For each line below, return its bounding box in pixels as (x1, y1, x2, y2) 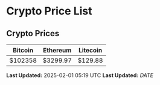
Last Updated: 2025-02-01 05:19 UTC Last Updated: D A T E (6, 72, 154, 79)
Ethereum (43, 46, 72, 54)
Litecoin (78, 46, 103, 54)
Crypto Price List (6, 4, 92, 18)
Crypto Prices (6, 28, 60, 39)
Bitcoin (13, 46, 34, 54)
